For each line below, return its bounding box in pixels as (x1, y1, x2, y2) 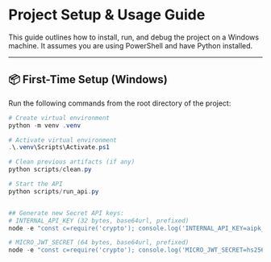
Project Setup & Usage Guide (8, 6, 206, 24)
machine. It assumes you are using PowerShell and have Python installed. (8, 40, 253, 50)
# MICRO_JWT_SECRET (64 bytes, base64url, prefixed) (8, 239, 190, 247)
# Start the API (8, 180, 63, 188)
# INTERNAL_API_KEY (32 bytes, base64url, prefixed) (8, 216, 190, 225)
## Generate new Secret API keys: (8, 209, 125, 217)
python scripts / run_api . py (8, 187, 99, 195)
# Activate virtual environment (8, 135, 117, 144)
